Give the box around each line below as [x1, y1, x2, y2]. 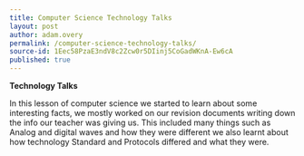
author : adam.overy [9, 30, 83, 39]
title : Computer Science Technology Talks [9, 13, 172, 23]
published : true [9, 55, 71, 64]
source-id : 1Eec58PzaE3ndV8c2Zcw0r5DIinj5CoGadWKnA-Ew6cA [9, 47, 233, 56]
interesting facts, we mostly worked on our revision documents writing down [9, 108, 296, 118]
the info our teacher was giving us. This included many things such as [9, 117, 271, 128]
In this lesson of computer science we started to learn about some [9, 98, 258, 109]
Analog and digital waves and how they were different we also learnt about [9, 127, 289, 137]
